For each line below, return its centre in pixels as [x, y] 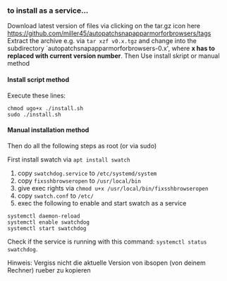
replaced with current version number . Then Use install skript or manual [114, 56]
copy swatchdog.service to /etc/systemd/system [87, 173]
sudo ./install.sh [34, 114]
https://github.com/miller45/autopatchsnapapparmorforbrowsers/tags [109, 33]
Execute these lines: [36, 95]
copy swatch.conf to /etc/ [55, 196]
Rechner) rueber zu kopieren [49, 270]
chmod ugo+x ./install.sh [45, 108]
